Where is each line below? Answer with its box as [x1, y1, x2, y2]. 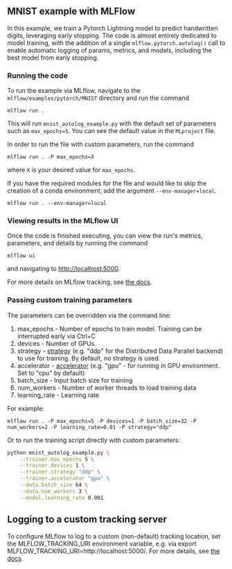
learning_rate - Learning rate [17, 391, 100, 399]
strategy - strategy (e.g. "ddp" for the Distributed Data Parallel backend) [17, 347, 224, 355]
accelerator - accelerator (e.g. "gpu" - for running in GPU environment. [17, 361, 220, 369]
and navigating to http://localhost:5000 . [7, 265, 121, 273]
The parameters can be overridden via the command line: [7, 311, 172, 319]
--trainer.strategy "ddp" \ [19, 469, 100, 475]
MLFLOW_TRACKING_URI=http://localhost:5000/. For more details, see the [7, 547, 220, 555]
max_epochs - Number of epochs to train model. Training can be [17, 324, 202, 333]
